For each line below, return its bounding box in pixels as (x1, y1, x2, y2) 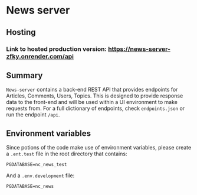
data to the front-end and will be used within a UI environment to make (6, 99, 178, 106)
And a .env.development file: (6, 172, 75, 179)
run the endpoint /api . (6, 111, 60, 118)
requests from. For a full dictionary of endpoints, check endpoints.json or (6, 105, 185, 112)
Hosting (6, 27, 37, 37)
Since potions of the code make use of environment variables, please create (6, 144, 192, 151)
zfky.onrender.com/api (6, 52, 74, 60)
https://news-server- (108, 45, 171, 53)
